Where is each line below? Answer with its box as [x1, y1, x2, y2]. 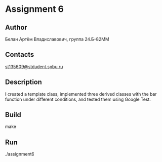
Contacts [5, 50, 35, 59]
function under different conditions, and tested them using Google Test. [5, 96, 151, 102]
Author [5, 23, 27, 32]
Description [5, 78, 42, 86]
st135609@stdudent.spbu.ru [5, 63, 63, 70]
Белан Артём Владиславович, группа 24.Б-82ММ [5, 36, 110, 42]
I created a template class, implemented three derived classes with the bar [5, 91, 157, 97]
